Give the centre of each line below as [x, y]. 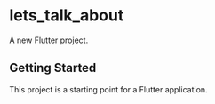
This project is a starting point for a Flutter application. [108, 89]
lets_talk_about [67, 16]
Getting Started [53, 68]
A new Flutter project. [49, 40]
